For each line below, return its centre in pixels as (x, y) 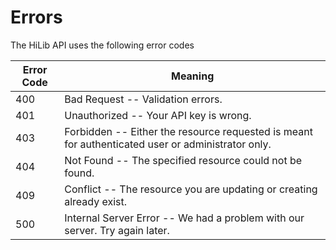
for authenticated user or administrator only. (168, 144)
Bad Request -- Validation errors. (143, 99)
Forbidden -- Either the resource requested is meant (188, 131)
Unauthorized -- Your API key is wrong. (158, 115)
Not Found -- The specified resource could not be (183, 160)
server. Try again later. (117, 230)
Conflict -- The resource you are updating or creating (191, 189)
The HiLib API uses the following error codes (102, 45)
